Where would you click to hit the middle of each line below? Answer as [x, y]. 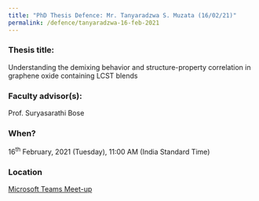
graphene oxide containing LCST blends [73, 75]
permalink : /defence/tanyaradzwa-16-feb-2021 [84, 23]
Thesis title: [31, 50]
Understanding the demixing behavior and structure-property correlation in [129, 67]
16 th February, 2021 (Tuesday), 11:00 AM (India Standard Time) [109, 152]
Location [26, 172]
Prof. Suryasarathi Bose [46, 113]
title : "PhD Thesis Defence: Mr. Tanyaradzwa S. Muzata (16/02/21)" [122, 15]
